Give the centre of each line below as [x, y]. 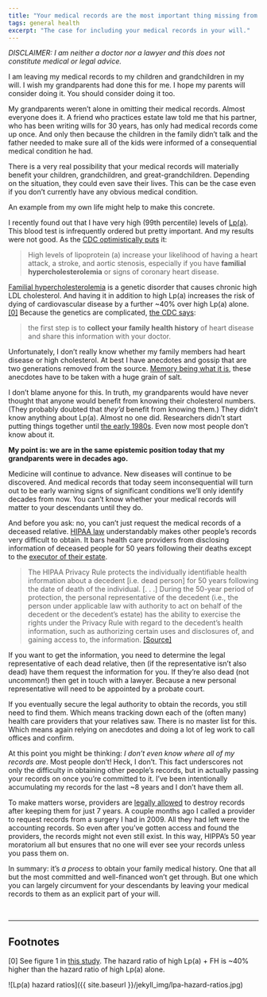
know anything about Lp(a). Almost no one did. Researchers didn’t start [125, 418]
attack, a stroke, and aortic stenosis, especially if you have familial [137, 264]
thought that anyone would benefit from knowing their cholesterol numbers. [132, 401]
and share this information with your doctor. [99, 336]
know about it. [32, 435]
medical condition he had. [51, 151]
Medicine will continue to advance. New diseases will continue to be [120, 474]
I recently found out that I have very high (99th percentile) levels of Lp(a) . [128, 222]
